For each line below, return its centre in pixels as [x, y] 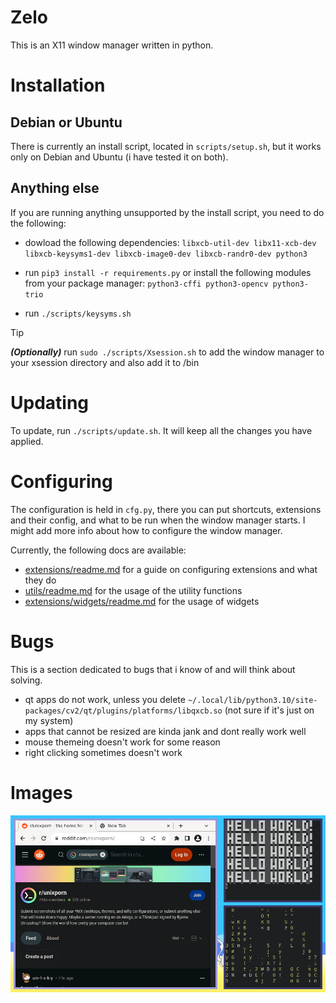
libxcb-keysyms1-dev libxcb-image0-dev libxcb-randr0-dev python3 [166, 254]
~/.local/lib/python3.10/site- [252, 700]
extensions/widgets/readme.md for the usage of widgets [142, 601]
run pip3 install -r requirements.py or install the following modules [168, 272]
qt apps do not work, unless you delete [105, 699]
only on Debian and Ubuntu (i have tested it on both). [119, 157]
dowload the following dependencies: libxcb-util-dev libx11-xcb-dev [170, 242]
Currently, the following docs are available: [98, 550]
